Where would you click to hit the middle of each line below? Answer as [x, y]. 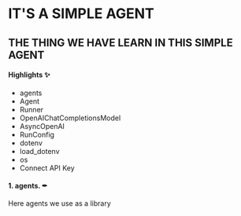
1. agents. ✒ [28, 186]
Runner [32, 109]
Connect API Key [47, 168]
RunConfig [37, 134]
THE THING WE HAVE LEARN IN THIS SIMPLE [121, 43]
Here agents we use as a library [60, 203]
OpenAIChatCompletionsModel [70, 118]
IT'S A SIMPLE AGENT [82, 14]
